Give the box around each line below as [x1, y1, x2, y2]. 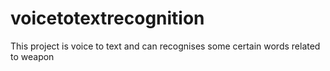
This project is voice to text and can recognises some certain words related [10, 40, 321, 52]
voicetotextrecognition [10, 7, 205, 30]
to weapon [10, 50, 55, 62]
